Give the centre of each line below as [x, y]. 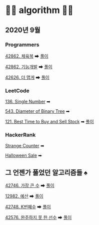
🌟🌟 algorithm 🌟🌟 [39, 10]
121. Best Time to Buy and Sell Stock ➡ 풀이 [49, 122]
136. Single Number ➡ [28, 102]
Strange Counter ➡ [25, 146]
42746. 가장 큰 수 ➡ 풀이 [30, 185]
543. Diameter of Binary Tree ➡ [37, 111]
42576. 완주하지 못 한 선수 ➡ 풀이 [38, 217]
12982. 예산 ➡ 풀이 [24, 196]
